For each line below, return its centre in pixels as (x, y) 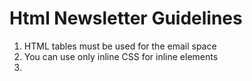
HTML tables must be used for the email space (120, 46)
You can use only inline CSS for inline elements (121, 56)
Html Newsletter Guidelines (126, 18)
